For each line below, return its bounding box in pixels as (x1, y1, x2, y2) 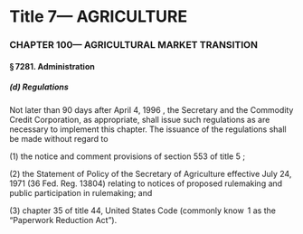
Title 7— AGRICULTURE (9, 6, 188, 27)
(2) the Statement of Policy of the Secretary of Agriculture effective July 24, (9, 168, 292, 179)
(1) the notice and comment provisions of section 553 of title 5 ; (9, 151, 246, 162)
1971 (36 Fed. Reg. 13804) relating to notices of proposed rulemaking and (9, 178, 283, 189)
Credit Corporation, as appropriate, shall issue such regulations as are (9, 114, 270, 125)
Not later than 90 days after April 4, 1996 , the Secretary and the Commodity (9, 104, 294, 115)
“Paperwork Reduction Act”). (9, 214, 118, 225)
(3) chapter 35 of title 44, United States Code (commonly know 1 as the (9, 205, 276, 216)
